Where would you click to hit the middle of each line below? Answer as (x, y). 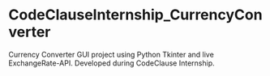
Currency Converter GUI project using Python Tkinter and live (111, 54)
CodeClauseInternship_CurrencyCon (135, 15)
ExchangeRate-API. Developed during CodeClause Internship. (111, 63)
